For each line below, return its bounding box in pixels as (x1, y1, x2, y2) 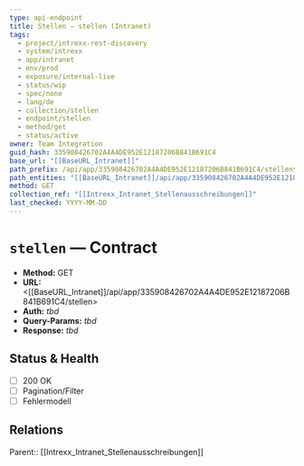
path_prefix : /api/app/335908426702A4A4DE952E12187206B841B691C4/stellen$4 (9, 165, 301, 174)
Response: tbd (22, 325, 79, 336)
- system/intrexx (17, 47, 83, 56)
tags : (9, 30, 30, 39)
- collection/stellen (17, 106, 100, 115)
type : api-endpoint (9, 13, 83, 23)
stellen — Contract (9, 237, 158, 258)
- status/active (17, 131, 79, 140)
